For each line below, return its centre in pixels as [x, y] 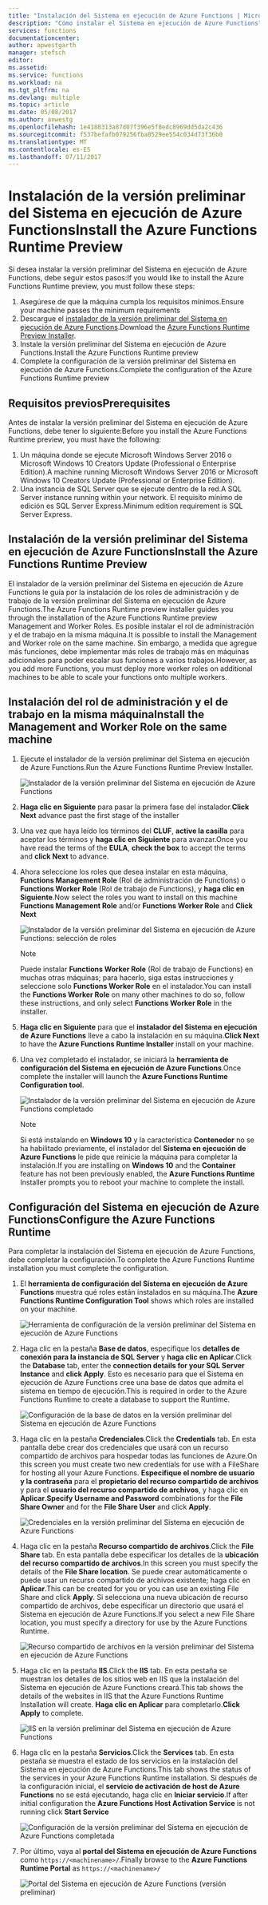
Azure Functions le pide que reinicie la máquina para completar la [128, 1157]
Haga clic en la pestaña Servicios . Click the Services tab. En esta [127, 1752]
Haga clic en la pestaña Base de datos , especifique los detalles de [130, 1349]
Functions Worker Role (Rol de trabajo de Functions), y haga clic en [132, 888]
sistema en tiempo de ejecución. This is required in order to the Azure [133, 1391]
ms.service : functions [46, 75]
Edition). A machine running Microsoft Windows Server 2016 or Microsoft [139, 472]
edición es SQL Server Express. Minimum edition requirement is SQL [131, 506]
